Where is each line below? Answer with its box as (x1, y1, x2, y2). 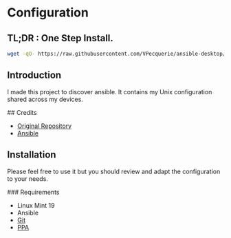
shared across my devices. (7, 95, 84, 103)
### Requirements (7, 188, 60, 196)
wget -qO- (7, 50, 36, 57)
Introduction (7, 69, 62, 81)
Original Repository (16, 122, 72, 130)
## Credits (7, 108, 37, 116)
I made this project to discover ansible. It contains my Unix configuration (7, 87, 212, 96)
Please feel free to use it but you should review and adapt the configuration (7, 167, 221, 175)
